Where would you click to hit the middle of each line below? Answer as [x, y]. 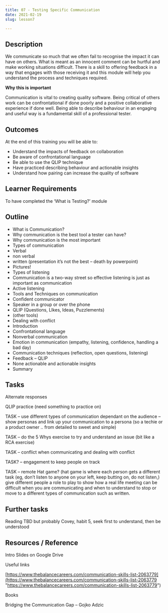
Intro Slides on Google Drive [34, 555]
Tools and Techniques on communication [55, 293]
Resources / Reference [42, 542]
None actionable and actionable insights [54, 363]
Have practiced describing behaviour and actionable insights [75, 168]
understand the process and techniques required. [57, 78]
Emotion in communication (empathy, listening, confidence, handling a [85, 342]
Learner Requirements [41, 189]
